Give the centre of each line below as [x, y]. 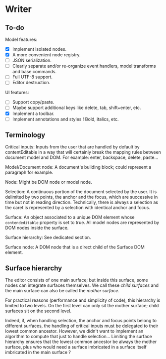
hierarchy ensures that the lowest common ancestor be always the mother [81, 342]
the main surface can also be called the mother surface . [62, 291]
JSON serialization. [32, 60]
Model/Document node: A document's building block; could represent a [78, 167]
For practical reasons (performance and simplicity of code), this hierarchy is [83, 300]
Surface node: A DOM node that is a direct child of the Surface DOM [75, 247]
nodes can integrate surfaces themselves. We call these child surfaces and [82, 285]
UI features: [17, 93]
